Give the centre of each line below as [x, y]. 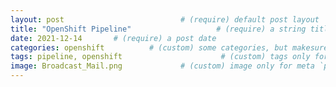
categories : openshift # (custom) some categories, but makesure [169, 47]
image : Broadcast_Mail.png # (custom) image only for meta [162, 66]
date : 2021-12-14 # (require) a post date [113, 38]
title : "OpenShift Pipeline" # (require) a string [158, 29]
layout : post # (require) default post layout [165, 19]
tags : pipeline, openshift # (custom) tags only [160, 57]
